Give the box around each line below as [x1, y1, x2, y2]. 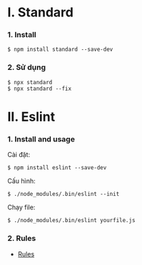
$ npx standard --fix [7, 85, 72, 92]
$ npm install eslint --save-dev [7, 164, 107, 171]
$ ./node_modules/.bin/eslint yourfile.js [7, 217, 136, 224]
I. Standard [7, 4, 73, 21]
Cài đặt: [7, 151, 31, 159]
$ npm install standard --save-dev [7, 46, 113, 54]
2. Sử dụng [7, 62, 46, 72]
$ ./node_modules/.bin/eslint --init [7, 191, 120, 198]
